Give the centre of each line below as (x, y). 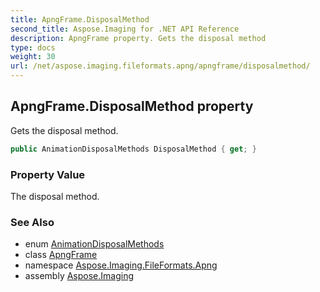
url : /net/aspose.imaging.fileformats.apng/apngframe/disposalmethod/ (160, 66)
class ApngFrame (61, 255)
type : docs (33, 47)
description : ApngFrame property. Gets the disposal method (138, 38)
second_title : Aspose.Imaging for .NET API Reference (125, 29)
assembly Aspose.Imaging (79, 276)
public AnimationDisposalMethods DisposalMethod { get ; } (133, 149)
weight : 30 (33, 57)
